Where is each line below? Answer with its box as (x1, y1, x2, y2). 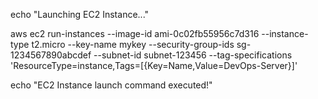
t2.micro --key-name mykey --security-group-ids (31, 39, 235, 50)
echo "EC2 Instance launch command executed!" (10, 79, 213, 91)
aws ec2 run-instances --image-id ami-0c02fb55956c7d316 (10, 28, 260, 39)
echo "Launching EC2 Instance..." (10, 9, 150, 20)
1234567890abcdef (10, 49, 92, 61)
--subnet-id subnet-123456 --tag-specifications (93, 49, 293, 61)
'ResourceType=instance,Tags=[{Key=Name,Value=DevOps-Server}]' (10, 60, 298, 71)
